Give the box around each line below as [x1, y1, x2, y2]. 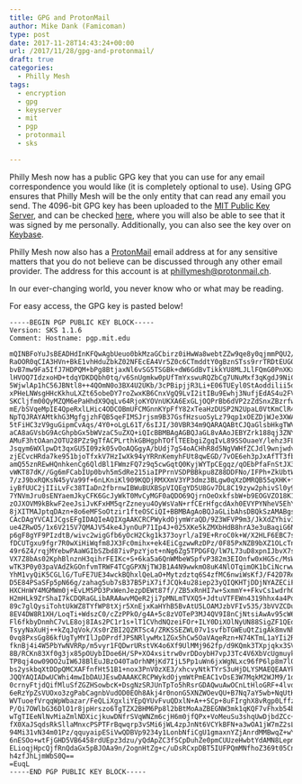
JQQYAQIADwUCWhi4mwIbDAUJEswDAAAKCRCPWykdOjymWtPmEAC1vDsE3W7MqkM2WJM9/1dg [9, 672, 299, 681]
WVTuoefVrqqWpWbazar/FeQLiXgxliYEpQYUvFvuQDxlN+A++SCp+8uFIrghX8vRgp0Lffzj [9, 696, 299, 706]
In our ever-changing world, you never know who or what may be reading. [9, 283, 284, 294]
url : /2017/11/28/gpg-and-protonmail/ [9, 47, 155, 56]
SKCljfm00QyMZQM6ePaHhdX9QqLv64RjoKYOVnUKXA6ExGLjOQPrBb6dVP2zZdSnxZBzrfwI [9, 397, 299, 406]
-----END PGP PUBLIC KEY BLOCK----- [9, 767, 147, 776]
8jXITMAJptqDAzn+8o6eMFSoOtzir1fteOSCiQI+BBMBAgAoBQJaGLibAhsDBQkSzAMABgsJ [9, 506, 299, 516]
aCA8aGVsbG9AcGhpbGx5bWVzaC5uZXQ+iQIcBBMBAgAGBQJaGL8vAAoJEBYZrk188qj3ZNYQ [9, 428, 299, 437]
